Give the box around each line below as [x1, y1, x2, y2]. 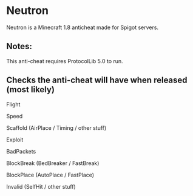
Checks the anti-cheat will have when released [6, 75, 188, 86]
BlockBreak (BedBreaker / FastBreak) [6, 159, 100, 167]
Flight [6, 101, 21, 108]
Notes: [6, 41, 32, 52]
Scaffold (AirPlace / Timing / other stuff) [6, 124, 107, 131]
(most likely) [6, 84, 55, 95]
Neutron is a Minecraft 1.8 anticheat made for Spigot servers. [6, 24, 159, 31]
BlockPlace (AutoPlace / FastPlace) [6, 171, 95, 178]
